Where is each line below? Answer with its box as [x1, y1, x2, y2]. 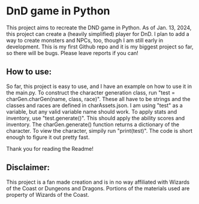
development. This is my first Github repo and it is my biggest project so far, [6, 43, 194, 50]
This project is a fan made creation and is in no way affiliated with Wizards [6, 178, 190, 185]
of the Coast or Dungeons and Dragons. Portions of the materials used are [6, 184, 190, 192]
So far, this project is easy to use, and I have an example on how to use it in [6, 83, 192, 90]
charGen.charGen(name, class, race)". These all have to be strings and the [6, 95, 191, 102]
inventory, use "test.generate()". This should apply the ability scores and [6, 114, 185, 121]
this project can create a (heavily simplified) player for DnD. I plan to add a [6, 30, 190, 37]
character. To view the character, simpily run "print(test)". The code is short [6, 127, 193, 134]
